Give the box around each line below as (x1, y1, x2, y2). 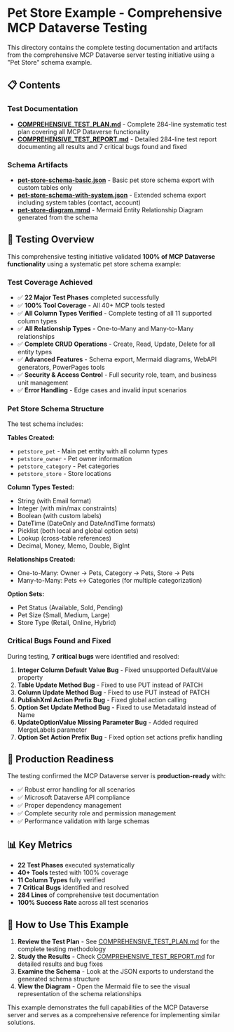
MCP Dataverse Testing (7, 20, 148, 36)
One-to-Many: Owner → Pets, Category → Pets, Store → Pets (17, 569, 195, 577)
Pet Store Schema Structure (7, 404, 104, 413)
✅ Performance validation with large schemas (17, 817, 150, 825)
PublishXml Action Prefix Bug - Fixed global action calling (17, 695, 187, 704)
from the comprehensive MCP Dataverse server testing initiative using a (7, 51, 215, 59)
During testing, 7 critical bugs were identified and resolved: (7, 652, 180, 660)
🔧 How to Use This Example (7, 919, 130, 931)
